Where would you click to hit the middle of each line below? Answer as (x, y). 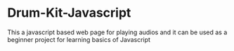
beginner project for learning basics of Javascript (79, 39)
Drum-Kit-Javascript (69, 13)
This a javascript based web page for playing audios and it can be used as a (117, 32)
